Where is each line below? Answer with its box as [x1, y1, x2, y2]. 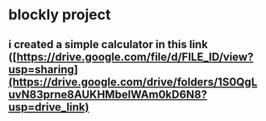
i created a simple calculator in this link [8, 38, 208, 51]
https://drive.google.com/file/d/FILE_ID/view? [16, 50, 254, 63]
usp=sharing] [8, 63, 78, 76]
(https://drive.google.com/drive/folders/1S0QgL [8, 75, 258, 89]
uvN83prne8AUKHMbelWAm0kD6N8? [8, 87, 208, 101]
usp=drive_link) [8, 100, 89, 114]
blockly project [8, 6, 111, 24]
